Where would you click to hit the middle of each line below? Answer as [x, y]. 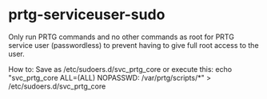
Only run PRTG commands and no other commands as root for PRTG [121, 37]
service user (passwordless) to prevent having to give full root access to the [133, 45]
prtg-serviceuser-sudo [87, 15]
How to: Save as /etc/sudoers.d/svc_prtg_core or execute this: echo [120, 69]
